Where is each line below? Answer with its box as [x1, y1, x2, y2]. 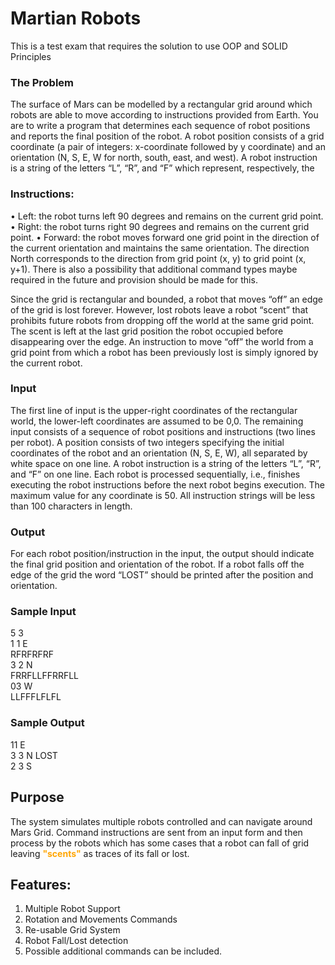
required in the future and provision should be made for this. [10, 273, 258, 286]
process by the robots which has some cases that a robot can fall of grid [10, 837, 310, 849]
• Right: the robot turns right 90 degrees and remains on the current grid [10, 220, 310, 232]
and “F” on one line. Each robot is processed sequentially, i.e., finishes [10, 468, 301, 480]
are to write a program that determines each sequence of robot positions [10, 120, 311, 132]
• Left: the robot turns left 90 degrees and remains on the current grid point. [10, 210, 324, 222]
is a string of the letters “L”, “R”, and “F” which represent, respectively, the [10, 162, 315, 174]
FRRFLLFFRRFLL [10, 670, 80, 682]
